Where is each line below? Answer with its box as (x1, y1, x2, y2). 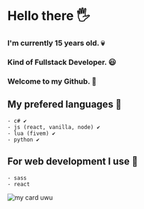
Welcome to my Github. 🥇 (7, 76, 97, 86)
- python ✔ (7, 136, 40, 143)
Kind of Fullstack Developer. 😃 (7, 57, 116, 67)
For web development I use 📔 (7, 156, 138, 168)
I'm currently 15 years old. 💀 (7, 39, 105, 49)
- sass (7, 174, 27, 181)
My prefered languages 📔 (7, 98, 123, 111)
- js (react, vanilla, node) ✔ (7, 123, 101, 131)
